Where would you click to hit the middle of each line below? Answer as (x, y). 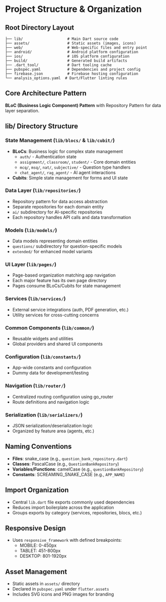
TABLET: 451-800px (40, 551)
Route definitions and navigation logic (51, 402)
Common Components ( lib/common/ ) (50, 328)
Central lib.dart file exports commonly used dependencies (73, 502)
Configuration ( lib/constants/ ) (43, 357)
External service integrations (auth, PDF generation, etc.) (70, 309)
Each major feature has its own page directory (59, 281)
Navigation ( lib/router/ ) (35, 386)
